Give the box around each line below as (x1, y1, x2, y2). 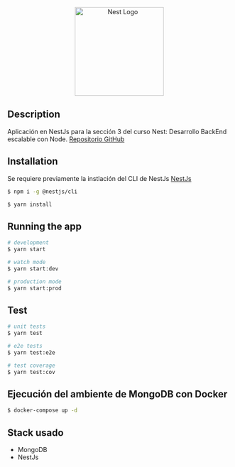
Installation (7, 155, 58, 167)
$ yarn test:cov (7, 368, 55, 375)
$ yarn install (7, 201, 53, 208)
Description (7, 109, 60, 121)
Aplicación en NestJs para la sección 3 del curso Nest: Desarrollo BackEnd (7, 127, 227, 136)
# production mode (7, 278, 62, 285)
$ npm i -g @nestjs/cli (7, 188, 78, 195)
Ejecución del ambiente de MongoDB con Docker (7, 388, 228, 400)
